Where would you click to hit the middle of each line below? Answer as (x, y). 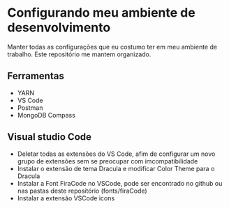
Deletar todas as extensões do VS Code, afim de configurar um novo (116, 154)
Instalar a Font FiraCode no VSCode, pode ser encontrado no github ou (120, 183)
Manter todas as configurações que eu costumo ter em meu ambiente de (112, 47)
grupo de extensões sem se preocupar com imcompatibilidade (108, 161)
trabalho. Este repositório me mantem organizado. (79, 54)
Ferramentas (36, 76)
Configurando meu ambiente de (101, 13)
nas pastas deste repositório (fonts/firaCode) (82, 191)
